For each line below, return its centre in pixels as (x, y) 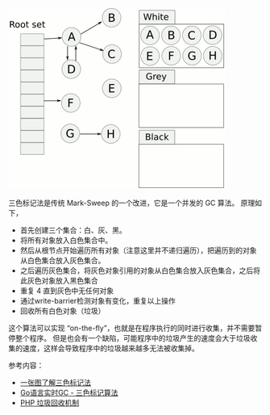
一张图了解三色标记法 (55, 382)
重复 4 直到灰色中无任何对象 (67, 291)
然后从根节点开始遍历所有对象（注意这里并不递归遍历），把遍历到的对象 (138, 250)
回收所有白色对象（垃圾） (62, 311)
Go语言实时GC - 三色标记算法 (69, 392)
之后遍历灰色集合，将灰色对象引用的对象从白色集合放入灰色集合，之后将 (140, 270)
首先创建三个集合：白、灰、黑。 (73, 230)
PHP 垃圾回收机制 (50, 402)
